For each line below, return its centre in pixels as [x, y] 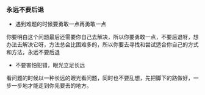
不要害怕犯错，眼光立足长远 [50, 65]
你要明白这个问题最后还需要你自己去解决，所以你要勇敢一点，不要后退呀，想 [103, 37]
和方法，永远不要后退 [33, 52]
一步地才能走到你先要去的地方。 [52, 86]
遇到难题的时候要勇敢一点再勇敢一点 [61, 24]
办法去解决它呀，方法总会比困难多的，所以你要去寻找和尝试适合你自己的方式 [103, 44]
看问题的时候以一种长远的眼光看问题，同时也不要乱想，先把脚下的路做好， [100, 78]
